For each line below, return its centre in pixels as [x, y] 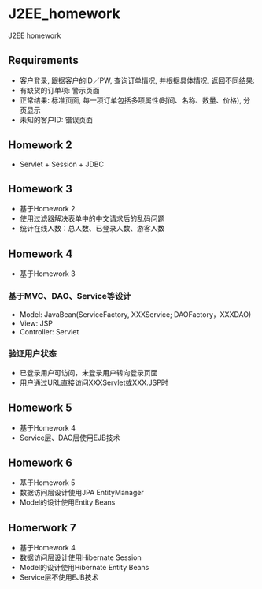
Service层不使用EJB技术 [59, 577]
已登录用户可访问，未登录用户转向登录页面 [89, 372]
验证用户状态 [33, 354]
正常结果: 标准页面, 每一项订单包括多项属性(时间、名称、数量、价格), [130, 100]
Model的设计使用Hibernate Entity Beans [84, 568]
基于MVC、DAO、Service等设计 [70, 296]
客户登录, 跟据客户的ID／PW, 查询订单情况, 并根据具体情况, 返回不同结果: [137, 80]
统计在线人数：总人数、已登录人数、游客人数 [92, 229]
